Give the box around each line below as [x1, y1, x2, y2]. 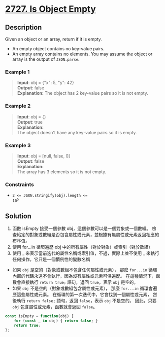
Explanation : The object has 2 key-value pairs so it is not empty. [17, 90, 149, 96]
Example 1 [5, 68, 30, 75]
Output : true [17, 119, 43, 125]
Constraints [5, 181, 34, 188]
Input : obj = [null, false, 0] [17, 153, 70, 159]
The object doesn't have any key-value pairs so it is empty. [17, 129, 137, 135]
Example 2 [5, 103, 31, 110]
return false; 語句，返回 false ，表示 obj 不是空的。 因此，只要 [26, 298, 157, 303]
